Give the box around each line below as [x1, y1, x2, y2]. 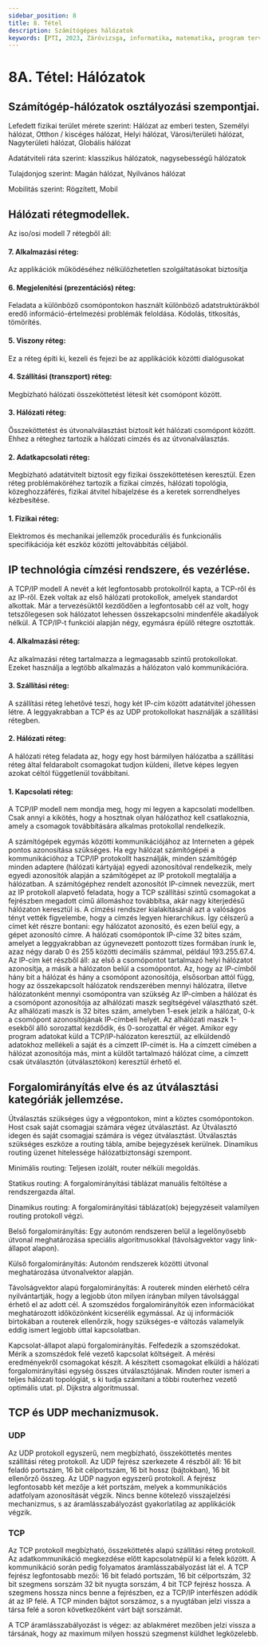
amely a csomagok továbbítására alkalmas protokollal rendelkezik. [8, 821, 226, 831]
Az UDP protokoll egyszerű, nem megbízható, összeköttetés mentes [8, 1448, 232, 1458]
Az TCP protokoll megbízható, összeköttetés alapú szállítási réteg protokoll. [8, 1545, 256, 1555]
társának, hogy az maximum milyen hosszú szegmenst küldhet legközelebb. [8, 1628, 259, 1638]
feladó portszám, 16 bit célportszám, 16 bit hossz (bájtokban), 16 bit [8, 1465, 230, 1475]
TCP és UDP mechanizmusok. [8, 1406, 160, 1420]
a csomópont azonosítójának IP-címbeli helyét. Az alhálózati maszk [8, 1014, 229, 1025]
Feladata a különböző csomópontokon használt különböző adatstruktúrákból [8, 301, 260, 310]
